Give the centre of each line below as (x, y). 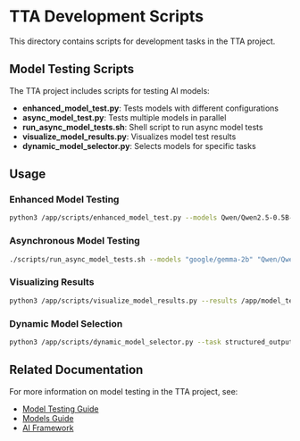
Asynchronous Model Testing (75, 241)
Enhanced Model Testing (64, 200)
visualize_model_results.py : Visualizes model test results (129, 137)
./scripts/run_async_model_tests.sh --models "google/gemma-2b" (131, 259)
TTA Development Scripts (107, 17)
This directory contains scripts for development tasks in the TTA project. (142, 41)
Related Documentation (76, 370)
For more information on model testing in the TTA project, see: (124, 391)
